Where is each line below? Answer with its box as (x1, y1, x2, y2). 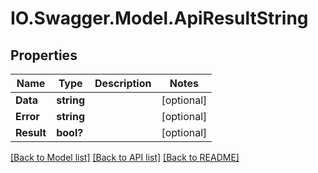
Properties (10, 47, 78, 64)
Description (94, 77, 152, 90)
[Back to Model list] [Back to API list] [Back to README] (10, 152, 240, 163)
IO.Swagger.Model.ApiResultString (10, 7, 309, 30)
